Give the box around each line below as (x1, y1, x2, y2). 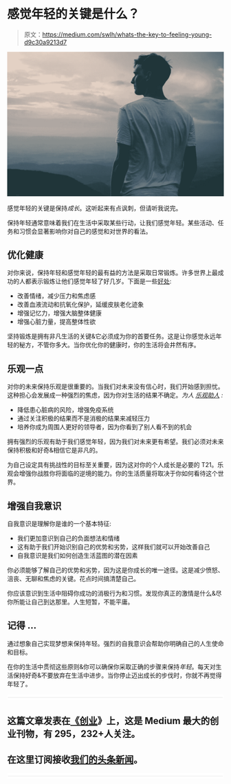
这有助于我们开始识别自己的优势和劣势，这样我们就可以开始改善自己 (16, 543, 210, 551)
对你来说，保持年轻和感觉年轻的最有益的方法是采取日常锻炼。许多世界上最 (7, 269, 218, 277)
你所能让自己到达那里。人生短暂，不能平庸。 (7, 598, 134, 606)
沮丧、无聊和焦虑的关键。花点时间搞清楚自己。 (7, 575, 140, 583)
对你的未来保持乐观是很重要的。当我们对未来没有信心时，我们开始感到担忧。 (7, 382, 224, 391)
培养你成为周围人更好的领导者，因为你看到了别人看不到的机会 (16, 423, 192, 431)
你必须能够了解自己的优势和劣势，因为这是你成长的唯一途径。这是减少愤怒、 (7, 566, 224, 574)
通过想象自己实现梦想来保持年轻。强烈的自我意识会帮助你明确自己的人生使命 (7, 639, 224, 647)
